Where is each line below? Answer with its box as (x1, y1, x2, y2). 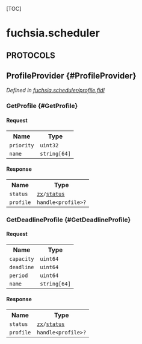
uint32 (40, 142, 59, 148)
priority (9, 142, 34, 148)
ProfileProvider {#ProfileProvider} (6, 71, 137, 81)
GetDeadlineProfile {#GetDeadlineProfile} (6, 215, 131, 224)
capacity (9, 255, 34, 262)
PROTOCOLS (6, 50, 55, 60)
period (9, 272, 28, 279)
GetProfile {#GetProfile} (6, 102, 78, 110)
